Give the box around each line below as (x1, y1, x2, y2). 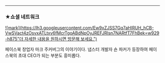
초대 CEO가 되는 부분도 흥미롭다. (18, 53, 81, 59)
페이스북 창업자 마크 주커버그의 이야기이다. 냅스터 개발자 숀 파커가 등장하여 (5, 46, 148, 52)
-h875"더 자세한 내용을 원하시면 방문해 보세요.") (5, 36, 97, 42)
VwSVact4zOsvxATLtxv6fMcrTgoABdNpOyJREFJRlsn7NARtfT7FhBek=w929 (5, 30, 160, 36)
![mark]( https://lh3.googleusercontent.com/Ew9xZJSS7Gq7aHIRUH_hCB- (5, 25, 154, 31)
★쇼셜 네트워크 (5, 13, 40, 20)
